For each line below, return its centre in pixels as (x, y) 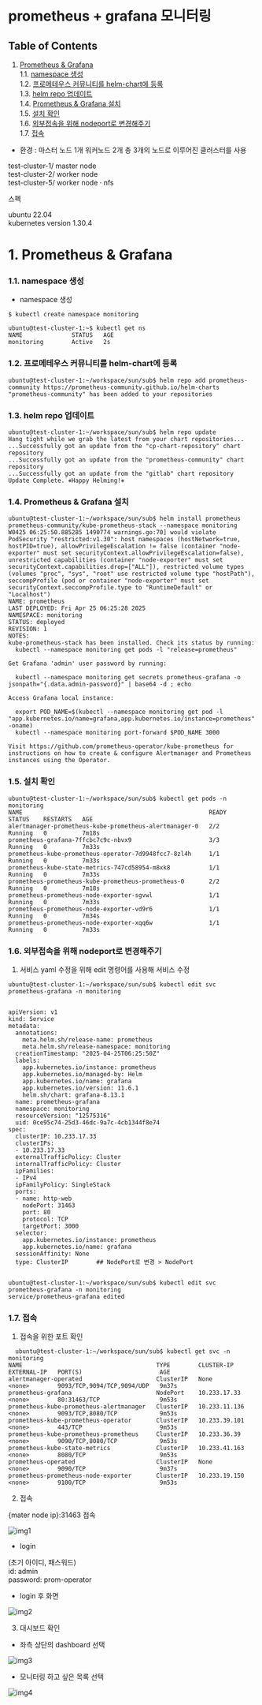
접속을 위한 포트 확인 (51, 1337)
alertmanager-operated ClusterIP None (111, 1379)
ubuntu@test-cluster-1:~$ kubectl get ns (77, 328)
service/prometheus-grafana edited (66, 1296)
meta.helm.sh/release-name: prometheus (88, 1039)
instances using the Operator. (59, 761)
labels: (28, 1060)
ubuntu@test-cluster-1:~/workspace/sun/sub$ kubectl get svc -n (123, 1352)
